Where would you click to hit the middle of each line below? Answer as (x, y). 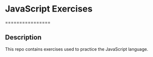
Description (23, 37)
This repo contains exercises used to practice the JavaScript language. (76, 49)
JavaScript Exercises (49, 9)
